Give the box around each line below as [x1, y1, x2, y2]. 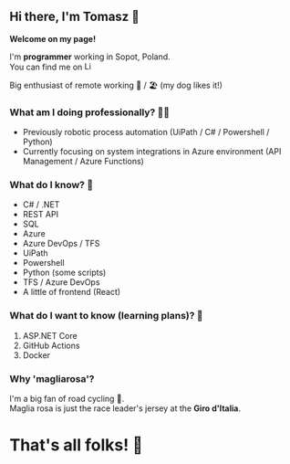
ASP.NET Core [22, 330, 78, 341]
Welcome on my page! [9, 33, 97, 44]
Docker [22, 349, 51, 361]
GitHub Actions [22, 340, 80, 351]
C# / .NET [22, 199, 60, 210]
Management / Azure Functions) [22, 156, 144, 167]
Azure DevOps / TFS [22, 238, 100, 249]
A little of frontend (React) [22, 287, 121, 298]
